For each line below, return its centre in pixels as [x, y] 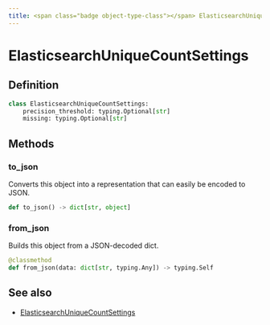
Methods [31, 144]
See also [30, 293]
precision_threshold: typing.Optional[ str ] [97, 111]
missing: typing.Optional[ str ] [75, 119]
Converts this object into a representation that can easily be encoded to [127, 184]
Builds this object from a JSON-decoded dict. [84, 245]
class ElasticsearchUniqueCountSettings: [79, 104]
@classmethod [30, 261]
